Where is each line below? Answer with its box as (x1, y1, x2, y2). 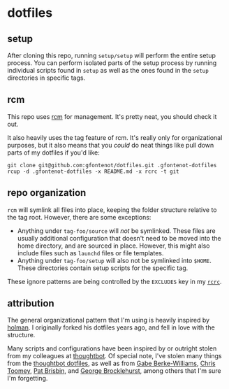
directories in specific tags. (7, 73, 86, 82)
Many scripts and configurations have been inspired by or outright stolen (7, 344, 217, 353)
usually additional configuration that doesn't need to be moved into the (17, 234, 221, 242)
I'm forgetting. (7, 374, 48, 383)
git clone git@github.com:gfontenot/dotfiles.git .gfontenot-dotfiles (7, 162, 217, 169)
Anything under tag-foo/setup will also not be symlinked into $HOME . (17, 256, 212, 264)
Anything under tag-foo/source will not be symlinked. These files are (17, 226, 216, 235)
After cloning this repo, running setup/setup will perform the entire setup (7, 51, 216, 59)
